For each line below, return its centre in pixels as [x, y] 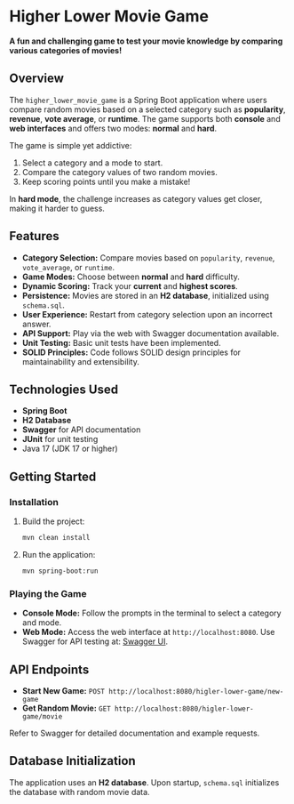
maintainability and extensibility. [80, 361]
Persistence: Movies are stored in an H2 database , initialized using [145, 295]
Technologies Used [64, 389]
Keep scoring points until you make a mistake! [106, 181]
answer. [36, 324]
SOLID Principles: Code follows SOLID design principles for [131, 352]
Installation [34, 502]
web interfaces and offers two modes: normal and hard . [113, 128]
